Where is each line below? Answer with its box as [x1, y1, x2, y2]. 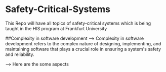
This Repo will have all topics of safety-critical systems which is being [5, 20, 151, 26]
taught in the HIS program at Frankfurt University [5, 25, 107, 31]
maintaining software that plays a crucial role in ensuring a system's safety [5, 46, 161, 52]
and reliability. [5, 51, 34, 57]
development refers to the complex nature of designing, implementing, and [5, 40, 161, 46]
